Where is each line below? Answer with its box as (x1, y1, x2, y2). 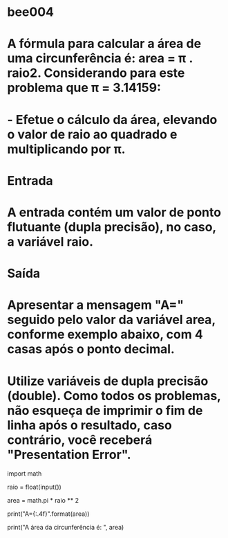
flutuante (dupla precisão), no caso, (7, 219, 216, 235)
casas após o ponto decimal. (7, 341, 175, 357)
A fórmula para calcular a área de (7, 36, 202, 52)
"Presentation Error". (7, 447, 131, 463)
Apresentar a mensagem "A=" (7, 297, 184, 313)
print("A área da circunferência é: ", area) (7, 523, 124, 532)
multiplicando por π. (7, 141, 126, 156)
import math (7, 469, 42, 478)
